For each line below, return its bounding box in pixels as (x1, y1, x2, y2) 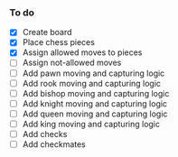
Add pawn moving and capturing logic (22, 68, 165, 78)
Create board (22, 27, 72, 38)
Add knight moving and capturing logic (22, 97, 168, 109)
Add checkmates (22, 138, 86, 150)
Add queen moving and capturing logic (22, 108, 168, 119)
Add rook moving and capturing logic (22, 78, 161, 88)
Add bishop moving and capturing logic (22, 88, 170, 98)
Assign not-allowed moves (22, 57, 122, 69)
